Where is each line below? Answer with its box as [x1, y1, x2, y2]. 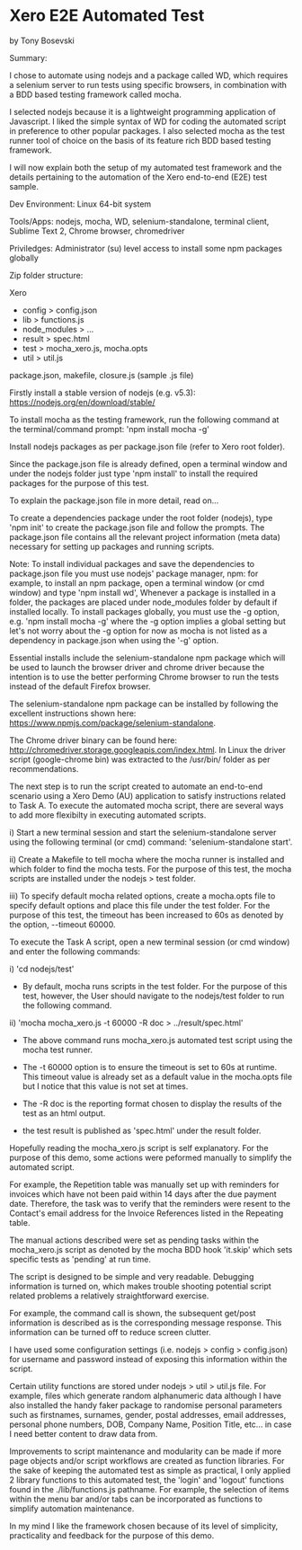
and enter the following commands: [9, 945, 141, 957]
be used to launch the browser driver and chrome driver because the [9, 661, 265, 672]
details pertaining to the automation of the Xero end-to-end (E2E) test [9, 172, 268, 182]
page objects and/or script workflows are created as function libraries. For [9, 1455, 285, 1466]
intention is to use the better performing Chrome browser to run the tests [9, 671, 280, 682]
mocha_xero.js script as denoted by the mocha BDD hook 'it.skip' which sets [9, 1244, 293, 1254]
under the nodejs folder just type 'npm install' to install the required [9, 468, 258, 479]
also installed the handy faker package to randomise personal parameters [9, 1399, 283, 1411]
